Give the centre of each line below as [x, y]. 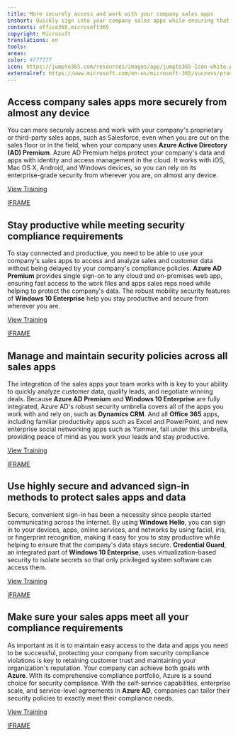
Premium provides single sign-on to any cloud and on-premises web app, [115, 276]
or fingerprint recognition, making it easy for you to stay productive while [114, 537]
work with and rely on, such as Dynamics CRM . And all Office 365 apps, [113, 414]
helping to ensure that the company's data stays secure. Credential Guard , [117, 545]
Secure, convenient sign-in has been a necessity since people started [109, 514]
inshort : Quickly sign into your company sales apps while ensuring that [119, 21]
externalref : [27, 73]
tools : [17, 47]
